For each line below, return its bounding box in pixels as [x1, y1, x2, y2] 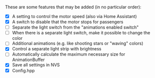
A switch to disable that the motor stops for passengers [12, 19, 123, 25]
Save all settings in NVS [12, 62, 60, 68]
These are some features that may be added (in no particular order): [5, 4, 142, 10]
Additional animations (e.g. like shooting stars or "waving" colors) [12, 41, 143, 47]
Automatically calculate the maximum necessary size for [12, 51, 125, 57]
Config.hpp [12, 67, 35, 73]
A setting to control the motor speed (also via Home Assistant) [12, 14, 137, 19]
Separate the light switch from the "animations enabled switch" [12, 24, 139, 31]
